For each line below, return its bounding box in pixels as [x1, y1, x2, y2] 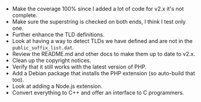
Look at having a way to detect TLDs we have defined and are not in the [12, 38, 193, 44]
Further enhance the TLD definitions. [12, 31, 105, 38]
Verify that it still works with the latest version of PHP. [12, 63, 147, 70]
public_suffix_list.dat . [12, 44, 74, 51]
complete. [12, 12, 38, 19]
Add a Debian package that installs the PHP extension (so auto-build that [12, 70, 196, 76]
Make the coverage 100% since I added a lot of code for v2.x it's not [12, 5, 184, 12]
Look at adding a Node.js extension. [12, 83, 103, 90]
